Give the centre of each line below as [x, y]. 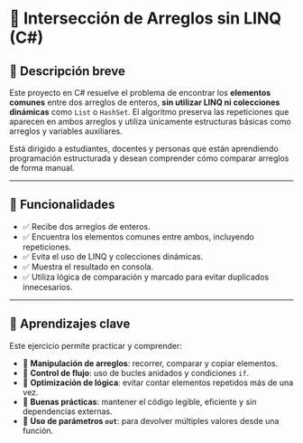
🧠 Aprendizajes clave [70, 324]
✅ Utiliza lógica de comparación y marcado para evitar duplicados [145, 277]
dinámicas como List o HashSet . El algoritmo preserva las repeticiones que [149, 112]
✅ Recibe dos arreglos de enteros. [86, 226]
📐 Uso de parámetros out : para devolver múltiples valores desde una [151, 420]
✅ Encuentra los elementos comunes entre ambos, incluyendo [138, 236]
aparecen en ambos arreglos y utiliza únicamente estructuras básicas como [150, 122]
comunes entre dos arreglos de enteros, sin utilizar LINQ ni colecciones [145, 102]
